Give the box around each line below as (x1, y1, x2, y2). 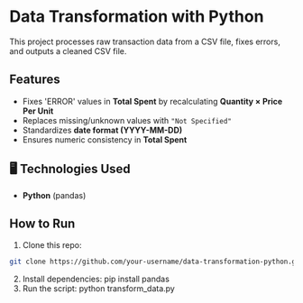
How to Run (9, 216, 76, 231)
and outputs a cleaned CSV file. (9, 45, 127, 56)
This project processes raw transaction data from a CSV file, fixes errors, (9, 36, 281, 47)
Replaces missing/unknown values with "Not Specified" (22, 115, 232, 125)
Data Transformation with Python (9, 6, 264, 27)
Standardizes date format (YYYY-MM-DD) (22, 124, 183, 135)
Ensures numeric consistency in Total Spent (22, 133, 188, 145)
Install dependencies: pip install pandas (22, 273, 170, 285)
